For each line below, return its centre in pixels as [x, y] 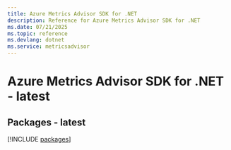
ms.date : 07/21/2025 [38, 27]
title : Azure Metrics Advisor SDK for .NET [72, 14]
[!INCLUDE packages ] [39, 139]
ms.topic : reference [38, 33]
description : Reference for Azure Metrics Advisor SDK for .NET [104, 20]
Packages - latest [47, 122]
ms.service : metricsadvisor [49, 46]
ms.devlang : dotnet [36, 40]
